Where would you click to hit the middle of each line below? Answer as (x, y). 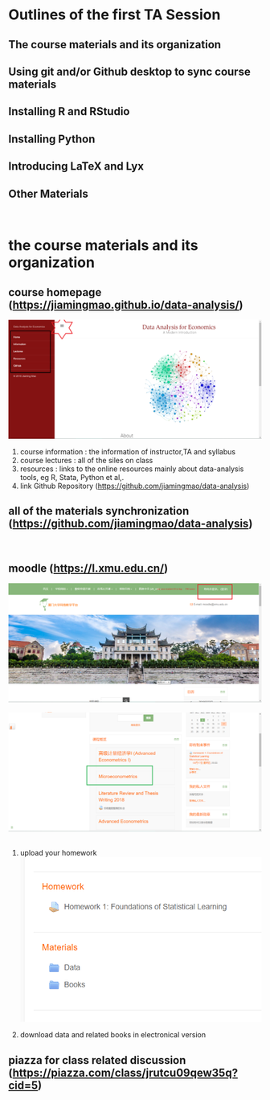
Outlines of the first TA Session (115, 15)
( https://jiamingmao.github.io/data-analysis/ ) (126, 304)
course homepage (55, 292)
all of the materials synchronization (99, 511)
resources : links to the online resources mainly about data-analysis (132, 469)
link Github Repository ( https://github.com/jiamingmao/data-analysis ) (135, 486)
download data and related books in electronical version (113, 1035)
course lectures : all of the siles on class (86, 460)
